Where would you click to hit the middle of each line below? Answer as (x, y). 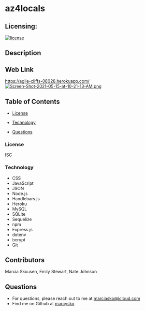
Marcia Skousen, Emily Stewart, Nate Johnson (51, 272)
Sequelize (22, 219)
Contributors (25, 260)
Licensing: (21, 26)
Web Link (19, 69)
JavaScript (23, 183)
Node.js (20, 193)
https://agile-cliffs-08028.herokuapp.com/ (47, 81)
